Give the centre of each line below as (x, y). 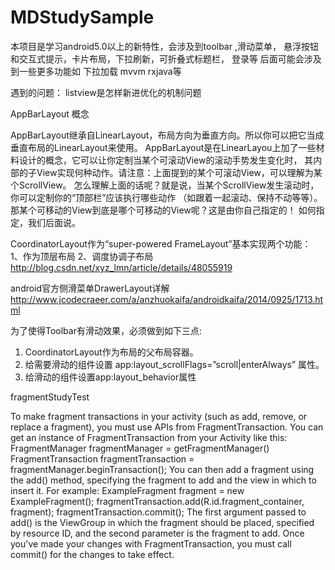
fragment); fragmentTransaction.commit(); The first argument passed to (158, 512)
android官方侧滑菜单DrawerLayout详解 (90, 288)
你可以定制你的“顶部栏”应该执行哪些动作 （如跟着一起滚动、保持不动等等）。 (166, 197)
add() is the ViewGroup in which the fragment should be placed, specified (162, 522)
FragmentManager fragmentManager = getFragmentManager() (140, 448)
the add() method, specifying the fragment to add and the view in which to (163, 480)
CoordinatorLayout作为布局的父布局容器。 (111, 352)
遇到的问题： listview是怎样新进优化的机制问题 (106, 92)
